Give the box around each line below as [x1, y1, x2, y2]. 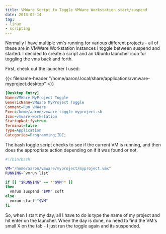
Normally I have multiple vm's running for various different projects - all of [5, 40, 158, 46]
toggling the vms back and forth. [5, 56, 73, 62]
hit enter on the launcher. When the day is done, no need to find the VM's [5, 217, 157, 223]
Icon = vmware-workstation [5, 114, 57, 119]
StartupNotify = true [5, 119, 46, 124]
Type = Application [5, 128, 42, 133]
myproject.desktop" [5, 81, 46, 87]
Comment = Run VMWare [5, 104, 46, 110]
